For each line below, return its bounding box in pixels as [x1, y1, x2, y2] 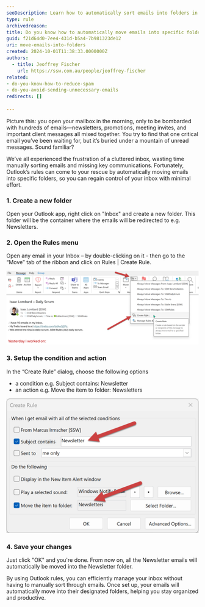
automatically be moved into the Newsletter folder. [6, 563, 133, 570]
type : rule [6, 16, 34, 23]
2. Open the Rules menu [6, 239, 79, 247]
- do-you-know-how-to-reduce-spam [6, 81, 95, 87]
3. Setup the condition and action [6, 354, 107, 362]
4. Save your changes [6, 543, 72, 551]
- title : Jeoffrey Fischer [12, 61, 81, 67]
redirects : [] [6, 93, 43, 100]
